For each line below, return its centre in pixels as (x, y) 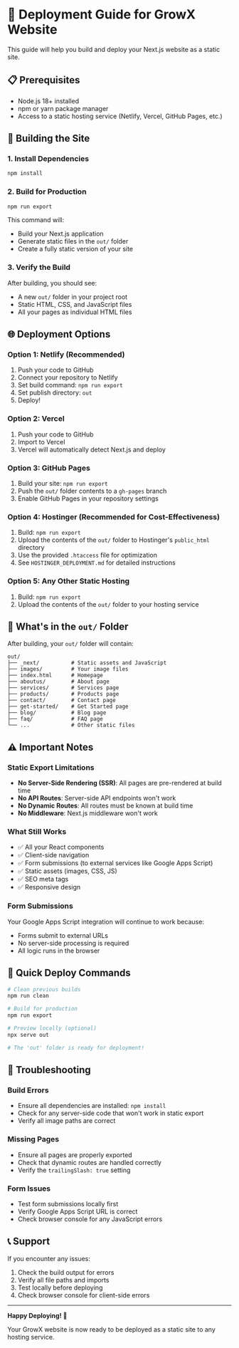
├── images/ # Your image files (68, 669)
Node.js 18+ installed (48, 101)
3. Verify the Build (39, 268)
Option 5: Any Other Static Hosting (69, 581)
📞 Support (29, 1242)
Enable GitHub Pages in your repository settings (88, 498)
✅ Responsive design (49, 887)
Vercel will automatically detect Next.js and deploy (91, 449)
